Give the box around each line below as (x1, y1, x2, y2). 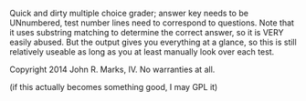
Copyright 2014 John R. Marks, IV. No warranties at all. (9, 64, 216, 75)
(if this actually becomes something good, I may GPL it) (9, 82, 218, 92)
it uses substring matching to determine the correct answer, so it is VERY (9, 27, 284, 37)
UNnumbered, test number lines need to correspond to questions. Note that (9, 17, 295, 28)
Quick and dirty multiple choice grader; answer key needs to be (9, 8, 249, 18)
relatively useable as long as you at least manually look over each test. (9, 46, 275, 57)
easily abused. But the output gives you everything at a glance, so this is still (9, 36, 297, 47)
